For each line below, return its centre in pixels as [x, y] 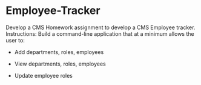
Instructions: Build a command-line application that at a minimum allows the [100, 33]
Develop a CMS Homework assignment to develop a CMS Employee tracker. [100, 27]
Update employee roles [44, 75]
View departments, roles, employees [60, 64]
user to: [15, 40]
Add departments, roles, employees [59, 52]
